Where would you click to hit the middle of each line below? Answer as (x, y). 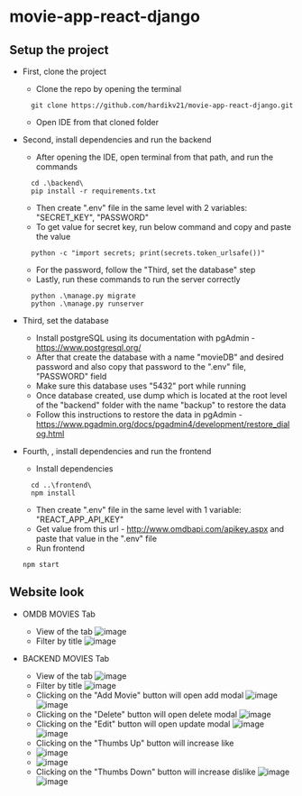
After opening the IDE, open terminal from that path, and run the (154, 157)
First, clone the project (64, 71)
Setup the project (59, 50)
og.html (50, 434)
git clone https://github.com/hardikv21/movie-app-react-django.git (162, 105)
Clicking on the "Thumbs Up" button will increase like (135, 743)
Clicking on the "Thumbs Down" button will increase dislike (146, 772)
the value (53, 237)
